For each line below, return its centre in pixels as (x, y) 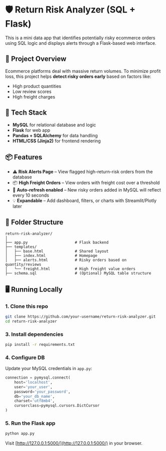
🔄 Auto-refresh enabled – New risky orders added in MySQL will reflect (87, 190)
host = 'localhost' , (33, 382)
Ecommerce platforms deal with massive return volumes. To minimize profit (83, 71)
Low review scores (32, 92)
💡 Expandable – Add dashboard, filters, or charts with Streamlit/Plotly (85, 201)
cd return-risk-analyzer (31, 321)
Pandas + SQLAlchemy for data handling (55, 135)
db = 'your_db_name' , (35, 396)
